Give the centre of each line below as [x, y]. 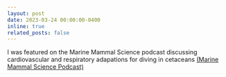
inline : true [26, 26]
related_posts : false [38, 33]
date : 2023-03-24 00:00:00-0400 [54, 20]
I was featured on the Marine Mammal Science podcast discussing [102, 52]
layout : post [26, 13]
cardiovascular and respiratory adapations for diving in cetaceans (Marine [113, 60]
